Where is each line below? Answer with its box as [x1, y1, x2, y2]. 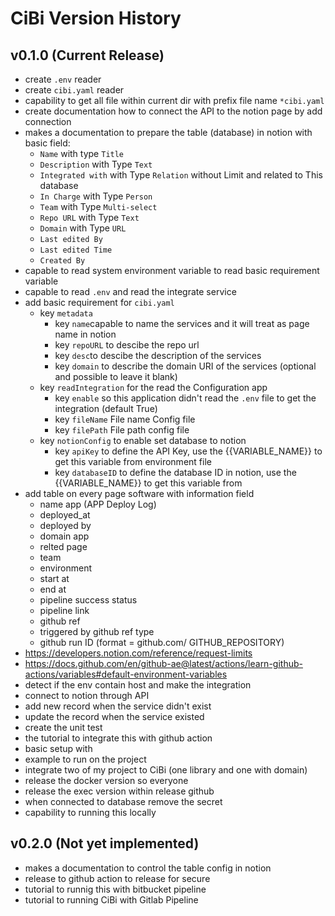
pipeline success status [39, 594, 138, 606]
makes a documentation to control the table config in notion [24, 862, 272, 874]
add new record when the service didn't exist [24, 700, 212, 712]
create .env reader [24, 73, 102, 85]
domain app [39, 530, 90, 542]
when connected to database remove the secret [24, 796, 223, 807]
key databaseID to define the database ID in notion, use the [54, 467, 297, 478]
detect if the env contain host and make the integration [24, 679, 252, 691]
